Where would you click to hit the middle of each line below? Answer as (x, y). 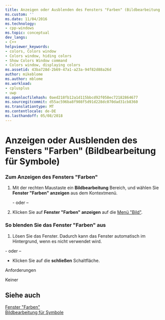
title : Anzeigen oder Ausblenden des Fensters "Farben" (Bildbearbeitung (83, 10)
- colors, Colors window (31, 51)
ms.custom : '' (20, 14)
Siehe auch (23, 295)
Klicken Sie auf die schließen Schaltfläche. (56, 260)
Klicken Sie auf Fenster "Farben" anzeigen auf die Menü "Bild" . (77, 212)
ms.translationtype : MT (30, 107)
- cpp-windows (20, 28)
